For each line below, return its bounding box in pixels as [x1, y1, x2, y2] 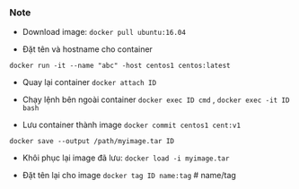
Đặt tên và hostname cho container [22, 44, 153, 55]
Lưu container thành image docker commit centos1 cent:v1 [22, 119, 241, 131]
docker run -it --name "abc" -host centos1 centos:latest [9, 61, 231, 71]
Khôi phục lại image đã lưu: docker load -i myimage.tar [22, 152, 230, 163]
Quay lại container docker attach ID [22, 77, 157, 88]
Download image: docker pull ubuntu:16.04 [22, 27, 187, 38]
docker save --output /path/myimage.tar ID [9, 137, 175, 146]
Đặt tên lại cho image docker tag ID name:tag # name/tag [22, 170, 236, 181]
